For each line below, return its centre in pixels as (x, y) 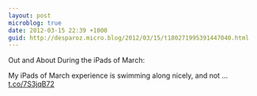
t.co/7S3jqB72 (32, 84)
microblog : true (35, 23)
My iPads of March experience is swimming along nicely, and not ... (118, 75)
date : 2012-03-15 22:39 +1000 (58, 30)
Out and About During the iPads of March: (76, 60)
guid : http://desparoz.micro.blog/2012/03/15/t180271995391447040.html (128, 38)
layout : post (30, 15)
